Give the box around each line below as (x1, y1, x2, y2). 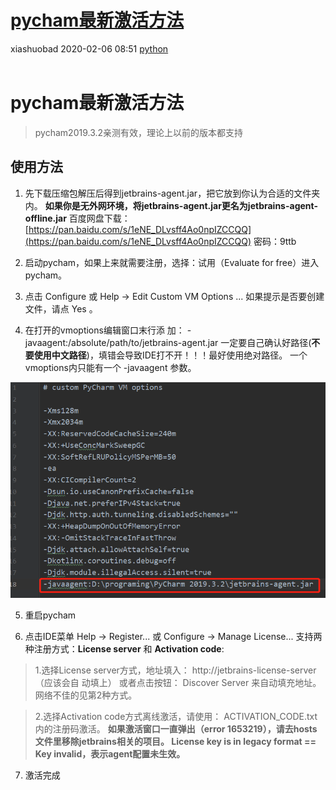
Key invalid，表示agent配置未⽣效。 (34, 748, 186, 760)
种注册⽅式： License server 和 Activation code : (24, 643, 225, 655)
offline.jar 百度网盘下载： (24, 212, 131, 224)
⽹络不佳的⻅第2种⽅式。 (34, 689, 138, 701)
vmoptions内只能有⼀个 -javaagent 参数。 (24, 361, 197, 373)
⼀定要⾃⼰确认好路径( (220, 336, 312, 348)
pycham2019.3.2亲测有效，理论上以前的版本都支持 (34, 126, 244, 138)
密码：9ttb (253, 235, 297, 247)
